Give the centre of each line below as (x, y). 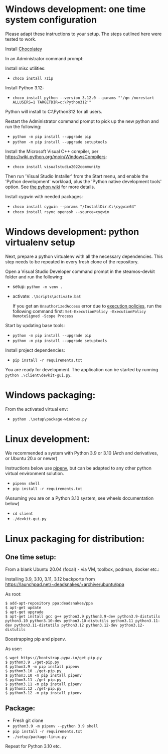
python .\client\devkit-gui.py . (38, 375)
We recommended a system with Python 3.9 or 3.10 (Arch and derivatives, (82, 453)
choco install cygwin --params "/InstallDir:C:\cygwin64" (74, 207)
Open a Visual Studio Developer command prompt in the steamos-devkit (80, 271)
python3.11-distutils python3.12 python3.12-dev (66, 625)
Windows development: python (72, 232)
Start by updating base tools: (35, 325)
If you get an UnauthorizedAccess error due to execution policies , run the (87, 306)
